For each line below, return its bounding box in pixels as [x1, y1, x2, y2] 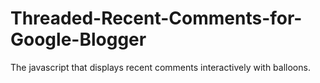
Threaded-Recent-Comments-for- [10, 7, 303, 30]
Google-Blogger [10, 28, 147, 51]
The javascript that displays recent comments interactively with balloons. [10, 61, 311, 73]
